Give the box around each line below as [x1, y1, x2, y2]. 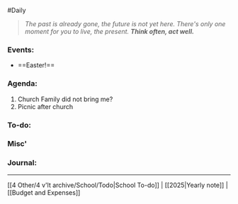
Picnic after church [17, 102, 73, 110]
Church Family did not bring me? [17, 95, 113, 103]
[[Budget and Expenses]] [7, 188, 81, 197]
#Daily [7, 6, 26, 14]
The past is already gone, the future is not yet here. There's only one [24, 20, 226, 28]
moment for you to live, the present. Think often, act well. [24, 28, 195, 35]
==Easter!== [17, 61, 55, 69]
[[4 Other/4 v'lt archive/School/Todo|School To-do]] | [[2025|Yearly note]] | [7, 181, 228, 189]
